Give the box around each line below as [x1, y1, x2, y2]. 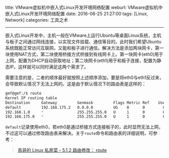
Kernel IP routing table [5, 95, 57, 101]
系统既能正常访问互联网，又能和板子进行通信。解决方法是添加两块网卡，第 [5, 45, 159, 51]
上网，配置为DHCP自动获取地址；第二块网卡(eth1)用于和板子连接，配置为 [5, 57, 157, 63]
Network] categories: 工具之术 [5, 17, 68, 23]
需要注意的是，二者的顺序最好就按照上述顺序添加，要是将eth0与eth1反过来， [5, 74, 164, 81]
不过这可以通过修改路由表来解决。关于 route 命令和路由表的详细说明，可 [5, 130, 153, 136]
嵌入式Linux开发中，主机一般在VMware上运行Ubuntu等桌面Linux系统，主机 [5, 32, 162, 38]
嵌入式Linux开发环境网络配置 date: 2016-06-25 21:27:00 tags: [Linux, [5, 11, 148, 17]
